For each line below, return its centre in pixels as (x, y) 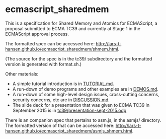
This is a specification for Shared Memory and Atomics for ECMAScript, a (81, 23)
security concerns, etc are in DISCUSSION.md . (61, 100)
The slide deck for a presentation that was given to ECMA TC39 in (81, 105)
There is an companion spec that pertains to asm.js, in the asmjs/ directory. (83, 120)
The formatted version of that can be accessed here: (60, 125)
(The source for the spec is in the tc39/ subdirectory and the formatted (79, 58)
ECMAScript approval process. (37, 34)
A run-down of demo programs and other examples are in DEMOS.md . (85, 89)
